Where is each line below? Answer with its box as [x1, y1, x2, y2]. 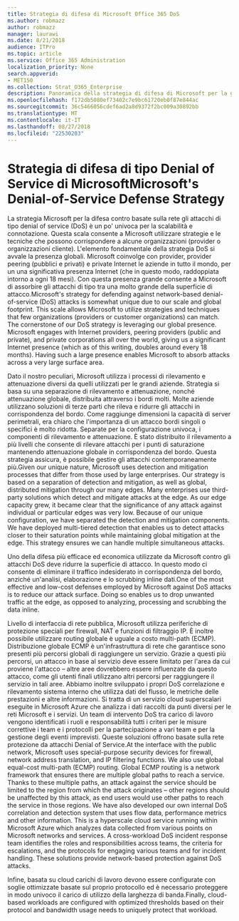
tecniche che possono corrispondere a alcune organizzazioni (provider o [7, 237, 221, 246]
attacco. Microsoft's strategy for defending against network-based [7, 290, 201, 299]
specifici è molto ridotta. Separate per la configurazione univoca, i [7, 425, 201, 433]
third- [212, 485, 229, 494]
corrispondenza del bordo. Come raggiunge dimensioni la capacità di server [7, 410, 231, 418]
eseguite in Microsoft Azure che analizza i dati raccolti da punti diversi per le [7, 703, 232, 711]
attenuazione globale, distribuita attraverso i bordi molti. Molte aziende [7, 395, 215, 403]
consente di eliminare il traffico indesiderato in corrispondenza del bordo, [7, 567, 223, 576]
